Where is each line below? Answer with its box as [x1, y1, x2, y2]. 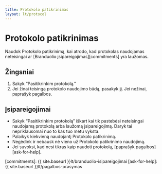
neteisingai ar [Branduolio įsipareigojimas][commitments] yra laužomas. [5, 54, 149, 60]
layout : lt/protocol [5, 12, 47, 17]
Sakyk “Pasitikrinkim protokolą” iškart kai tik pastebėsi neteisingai [12, 118, 144, 124]
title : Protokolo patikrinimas [5, 7, 69, 12]
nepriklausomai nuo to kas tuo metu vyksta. [12, 128, 100, 134]
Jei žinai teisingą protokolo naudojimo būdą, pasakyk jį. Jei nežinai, [12, 86, 147, 92]
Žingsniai [5, 68, 34, 76]
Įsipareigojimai [5, 105, 51, 113]
